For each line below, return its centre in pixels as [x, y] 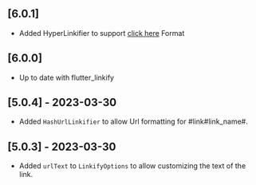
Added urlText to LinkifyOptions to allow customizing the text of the [132, 166]
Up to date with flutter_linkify [67, 77]
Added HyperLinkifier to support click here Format [102, 33]
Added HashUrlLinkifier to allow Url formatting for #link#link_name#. [133, 122]
